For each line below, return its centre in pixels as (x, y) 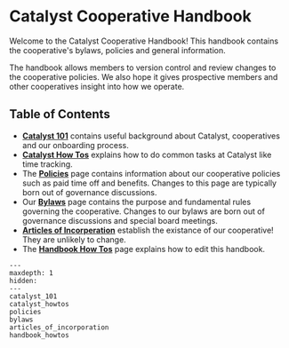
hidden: (24, 281)
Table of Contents (60, 114)
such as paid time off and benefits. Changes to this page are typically (149, 183)
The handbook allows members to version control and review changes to (143, 67)
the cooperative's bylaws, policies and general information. (117, 50)
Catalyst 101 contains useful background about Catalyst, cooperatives (151, 136)
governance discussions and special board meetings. (120, 220)
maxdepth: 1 (31, 273)
